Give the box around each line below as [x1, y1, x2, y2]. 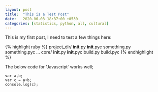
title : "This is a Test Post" [5, 12, 69, 17]
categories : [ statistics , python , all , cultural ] [5, 21, 109, 26]
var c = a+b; [5, 78, 32, 83]
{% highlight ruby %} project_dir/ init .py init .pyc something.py [5, 44, 131, 50]
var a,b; [5, 73, 23, 79]
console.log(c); [5, 82, 38, 87]
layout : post [5, 7, 32, 12]
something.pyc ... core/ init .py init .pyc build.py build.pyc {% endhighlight [5, 49, 154, 55]
